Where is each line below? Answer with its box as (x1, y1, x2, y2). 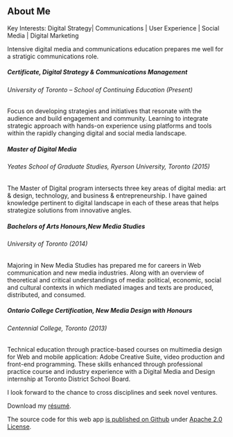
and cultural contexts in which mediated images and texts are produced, (7, 283, 214, 291)
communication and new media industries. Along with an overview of (7, 268, 205, 277)
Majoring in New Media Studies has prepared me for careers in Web (7, 261, 201, 269)
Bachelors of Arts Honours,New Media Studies (7, 222, 146, 230)
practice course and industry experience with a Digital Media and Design (7, 368, 216, 376)
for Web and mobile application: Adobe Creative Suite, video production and (7, 353, 225, 361)
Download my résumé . (7, 402, 71, 410)
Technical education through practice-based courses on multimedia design (7, 345, 223, 354)
